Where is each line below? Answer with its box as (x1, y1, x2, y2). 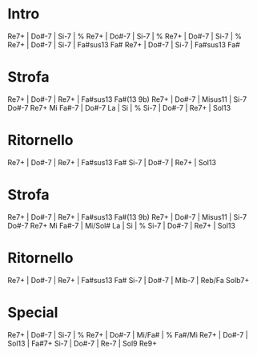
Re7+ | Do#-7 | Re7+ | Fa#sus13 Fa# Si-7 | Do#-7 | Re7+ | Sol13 (7, 157, 217, 167)
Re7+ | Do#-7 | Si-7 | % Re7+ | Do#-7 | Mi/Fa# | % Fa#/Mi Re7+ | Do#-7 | (7, 330, 249, 339)
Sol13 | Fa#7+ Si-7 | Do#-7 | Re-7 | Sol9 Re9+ (7, 338, 158, 348)
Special (7, 303, 58, 322)
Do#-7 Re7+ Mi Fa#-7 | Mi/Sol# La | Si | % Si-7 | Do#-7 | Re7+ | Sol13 (7, 220, 235, 230)
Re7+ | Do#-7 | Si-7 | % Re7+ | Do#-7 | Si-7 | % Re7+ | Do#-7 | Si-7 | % (7, 31, 242, 41)
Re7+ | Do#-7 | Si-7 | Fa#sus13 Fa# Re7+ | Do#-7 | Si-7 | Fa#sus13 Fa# (7, 39, 241, 49)
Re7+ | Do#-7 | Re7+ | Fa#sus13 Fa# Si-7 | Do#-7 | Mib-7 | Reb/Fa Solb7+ (7, 275, 250, 285)
